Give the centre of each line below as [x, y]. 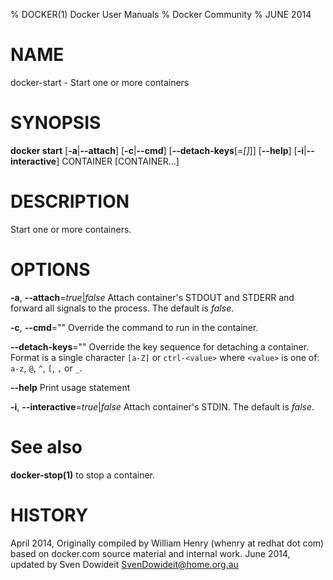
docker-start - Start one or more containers [100, 82]
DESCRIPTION [70, 201]
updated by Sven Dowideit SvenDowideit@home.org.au [124, 564]
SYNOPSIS [56, 123]
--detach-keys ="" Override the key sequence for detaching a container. [160, 346]
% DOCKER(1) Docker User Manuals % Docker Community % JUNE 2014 [161, 14]
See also [46, 446]
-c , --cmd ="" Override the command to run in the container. [134, 327]
